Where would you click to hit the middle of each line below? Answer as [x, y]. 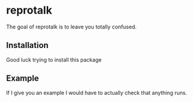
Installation [27, 45]
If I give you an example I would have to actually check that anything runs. [96, 93]
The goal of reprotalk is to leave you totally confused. [71, 27]
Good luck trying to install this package [54, 59]
